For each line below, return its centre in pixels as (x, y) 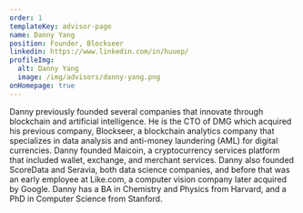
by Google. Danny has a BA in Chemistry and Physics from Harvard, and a (148, 188)
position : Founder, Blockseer (67, 43)
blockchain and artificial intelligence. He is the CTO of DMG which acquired (151, 121)
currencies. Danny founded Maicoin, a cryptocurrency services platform (145, 150)
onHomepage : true (42, 86)
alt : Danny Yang (48, 69)
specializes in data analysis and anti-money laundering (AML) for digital (144, 140)
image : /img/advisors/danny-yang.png (89, 77)
